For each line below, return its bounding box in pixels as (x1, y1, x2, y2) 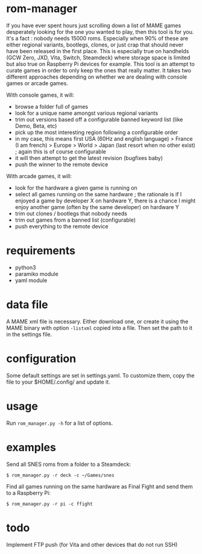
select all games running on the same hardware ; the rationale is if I (14, 190, 182, 198)
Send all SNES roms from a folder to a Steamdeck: (6, 460, 131, 468)
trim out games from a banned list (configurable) (14, 216, 136, 224)
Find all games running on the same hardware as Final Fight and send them (6, 483, 193, 490)
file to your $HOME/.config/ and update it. (6, 378, 110, 385)
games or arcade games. (6, 79, 68, 86)
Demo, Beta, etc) (14, 122, 57, 129)
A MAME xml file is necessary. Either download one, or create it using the (6, 318, 189, 325)
